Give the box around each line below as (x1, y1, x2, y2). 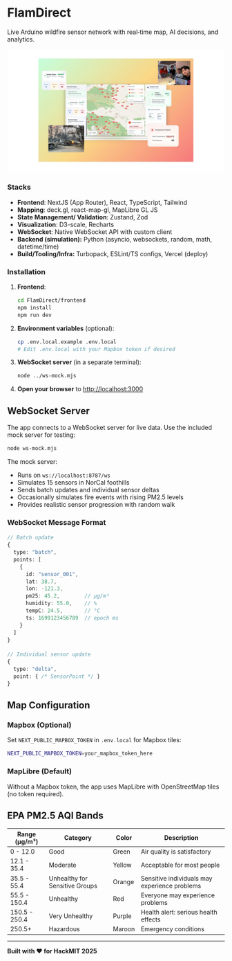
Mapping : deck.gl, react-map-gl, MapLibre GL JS (17, 206, 158, 214)
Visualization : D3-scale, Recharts (17, 220, 115, 228)
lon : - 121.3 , (25, 585, 64, 593)
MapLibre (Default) (7, 766, 72, 776)
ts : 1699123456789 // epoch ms (25, 614, 119, 621)
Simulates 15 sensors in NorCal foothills (17, 478, 130, 486)
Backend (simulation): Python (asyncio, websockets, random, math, (17, 235, 213, 243)
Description (164, 834, 199, 842)
